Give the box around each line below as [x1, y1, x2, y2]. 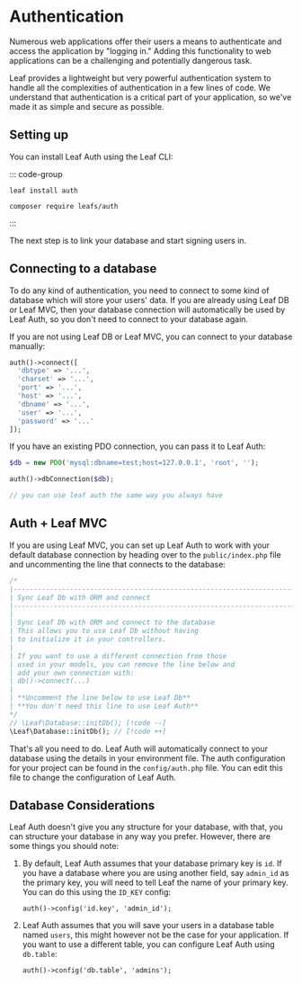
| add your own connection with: [9, 668, 135, 677]
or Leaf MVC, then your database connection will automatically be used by [9, 304, 286, 315]
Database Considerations [9, 798, 155, 813]
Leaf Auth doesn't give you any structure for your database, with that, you [9, 821, 283, 833]
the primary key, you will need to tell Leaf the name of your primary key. [22, 877, 289, 888]
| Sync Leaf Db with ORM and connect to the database [9, 618, 216, 627]
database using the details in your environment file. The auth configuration [9, 753, 286, 764]
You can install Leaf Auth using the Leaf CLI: [9, 151, 173, 162]
